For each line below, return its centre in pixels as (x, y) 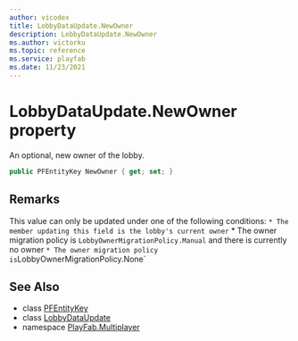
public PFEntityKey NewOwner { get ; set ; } (91, 171)
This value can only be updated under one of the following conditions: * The (149, 220)
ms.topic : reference (48, 51)
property (43, 131)
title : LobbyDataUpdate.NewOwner (71, 26)
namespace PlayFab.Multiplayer (81, 328)
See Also (34, 287)
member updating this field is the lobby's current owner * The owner (143, 230)
